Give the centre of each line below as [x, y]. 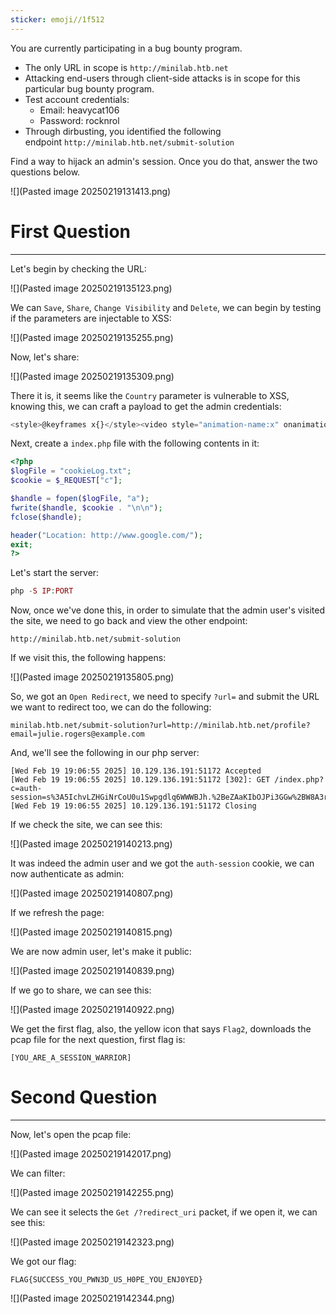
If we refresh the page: [57, 913]
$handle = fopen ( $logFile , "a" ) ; [80, 499]
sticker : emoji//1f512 [57, 19]
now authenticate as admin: [67, 874]
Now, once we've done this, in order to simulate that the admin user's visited [168, 610]
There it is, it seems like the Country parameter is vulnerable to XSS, [150, 395]
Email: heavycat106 [79, 110]
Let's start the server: [55, 573]
